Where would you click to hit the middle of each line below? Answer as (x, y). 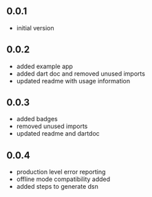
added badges (37, 119)
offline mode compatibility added (63, 179)
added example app (45, 66)
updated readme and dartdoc (58, 134)
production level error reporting (61, 172)
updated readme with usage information (73, 81)
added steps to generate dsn (57, 187)
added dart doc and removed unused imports (81, 73)
